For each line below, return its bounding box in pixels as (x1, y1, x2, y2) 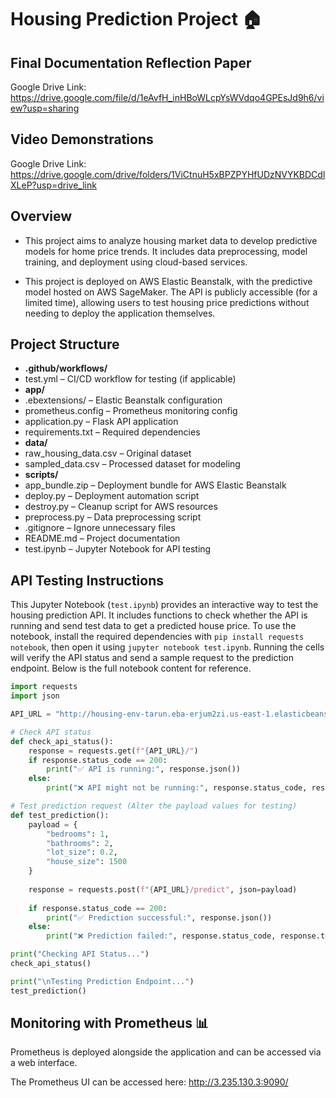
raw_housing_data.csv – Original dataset (24, 447, 192, 460)
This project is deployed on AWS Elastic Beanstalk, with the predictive (24, 275, 313, 287)
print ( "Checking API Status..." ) (10, 949, 150, 960)
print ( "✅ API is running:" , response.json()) (46, 764, 242, 775)
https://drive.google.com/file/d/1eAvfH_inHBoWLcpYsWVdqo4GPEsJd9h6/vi (10, 92, 325, 103)
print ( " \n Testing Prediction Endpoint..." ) (10, 976, 195, 986)
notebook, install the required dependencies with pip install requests (10, 631, 305, 643)
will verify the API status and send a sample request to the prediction (10, 652, 295, 664)
